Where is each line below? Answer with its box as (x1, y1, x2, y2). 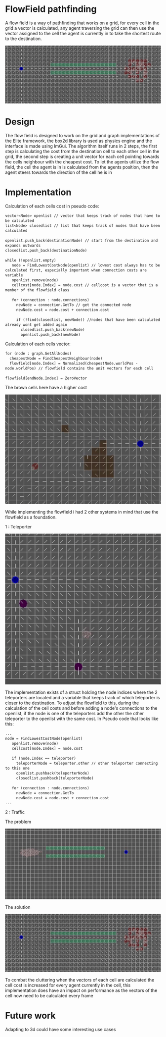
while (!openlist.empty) (5, 258, 56, 263)
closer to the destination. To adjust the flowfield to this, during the (5, 700, 139, 706)
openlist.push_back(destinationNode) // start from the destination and (5, 238, 158, 243)
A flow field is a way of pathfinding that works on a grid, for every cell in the (5, 20, 160, 26)
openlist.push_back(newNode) (20, 332, 81, 337)
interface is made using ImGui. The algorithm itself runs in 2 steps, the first (5, 143, 157, 149)
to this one (5, 766, 30, 771)
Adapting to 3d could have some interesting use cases (5, 1027, 116, 1032)
